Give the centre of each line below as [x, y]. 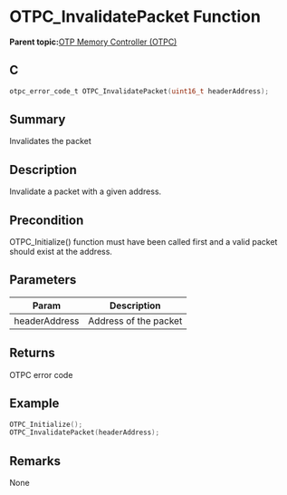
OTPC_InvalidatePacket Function [135, 17]
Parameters [43, 280]
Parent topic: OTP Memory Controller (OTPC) [93, 42]
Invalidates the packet [51, 141]
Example [34, 404]
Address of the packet [135, 321]
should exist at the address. [61, 252]
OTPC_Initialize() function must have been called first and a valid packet [143, 242]
